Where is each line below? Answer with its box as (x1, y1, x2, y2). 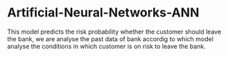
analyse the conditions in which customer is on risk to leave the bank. (7, 42, 206, 50)
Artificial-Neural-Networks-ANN (7, 5, 200, 21)
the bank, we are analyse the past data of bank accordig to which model (7, 34, 213, 43)
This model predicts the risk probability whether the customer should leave (7, 27, 222, 36)
